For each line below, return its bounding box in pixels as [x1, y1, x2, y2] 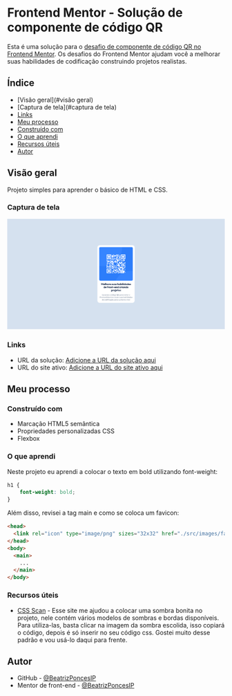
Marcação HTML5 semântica [17, 420, 100, 428]
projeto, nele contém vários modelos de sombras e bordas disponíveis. [17, 614, 220, 622]
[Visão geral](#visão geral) [17, 95, 94, 104]
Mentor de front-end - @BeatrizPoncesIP [17, 681, 135, 690]
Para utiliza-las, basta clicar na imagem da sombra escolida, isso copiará [17, 621, 225, 629]
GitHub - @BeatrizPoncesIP [17, 674, 97, 682]
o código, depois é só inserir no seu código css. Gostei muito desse [17, 628, 211, 637]
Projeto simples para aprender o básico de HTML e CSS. [7, 185, 168, 194]
